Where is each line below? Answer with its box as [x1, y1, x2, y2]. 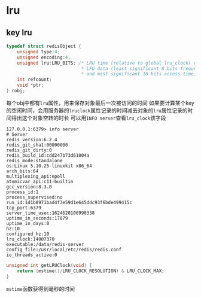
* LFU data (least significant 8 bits [81, 65, 178, 72]
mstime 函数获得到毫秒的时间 [6, 285, 75, 292]
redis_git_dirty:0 [6, 147, 52, 153]
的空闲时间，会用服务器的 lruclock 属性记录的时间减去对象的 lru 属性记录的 [6, 107, 188, 114]
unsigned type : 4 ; [17, 48, 60, 54]
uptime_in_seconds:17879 [6, 215, 68, 221]
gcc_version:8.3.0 [6, 184, 52, 190]
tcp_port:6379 [6, 205, 42, 211]
